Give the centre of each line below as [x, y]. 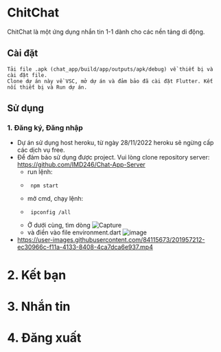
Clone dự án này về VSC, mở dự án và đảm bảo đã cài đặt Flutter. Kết [110, 81]
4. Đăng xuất [44, 338]
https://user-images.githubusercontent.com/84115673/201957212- [111, 240]
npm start [45, 186]
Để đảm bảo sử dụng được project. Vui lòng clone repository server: [113, 157]
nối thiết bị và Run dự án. [47, 87]
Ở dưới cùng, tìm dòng [59, 225]
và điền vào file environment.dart [74, 232]
